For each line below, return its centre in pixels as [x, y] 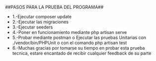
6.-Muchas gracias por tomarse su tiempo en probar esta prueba [78, 48]
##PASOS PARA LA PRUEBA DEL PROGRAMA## [54, 7]
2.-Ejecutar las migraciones [40, 22]
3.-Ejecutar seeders [32, 27]
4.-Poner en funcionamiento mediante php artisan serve [70, 32]
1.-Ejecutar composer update [42, 16]
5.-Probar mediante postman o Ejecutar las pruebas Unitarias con [79, 37]
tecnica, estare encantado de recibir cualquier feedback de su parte [82, 53]
